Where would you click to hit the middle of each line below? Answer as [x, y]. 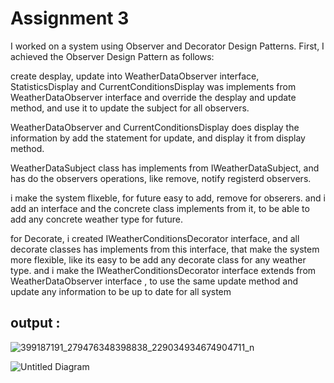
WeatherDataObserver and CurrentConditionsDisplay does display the [155, 127]
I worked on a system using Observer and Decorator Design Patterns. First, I [167, 46]
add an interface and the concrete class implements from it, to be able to [160, 208]
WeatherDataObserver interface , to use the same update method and [154, 281]
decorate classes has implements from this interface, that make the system [165, 249]
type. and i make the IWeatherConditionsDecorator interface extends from [163, 270]
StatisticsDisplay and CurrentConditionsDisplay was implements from [153, 86]
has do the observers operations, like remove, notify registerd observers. [161, 178]
